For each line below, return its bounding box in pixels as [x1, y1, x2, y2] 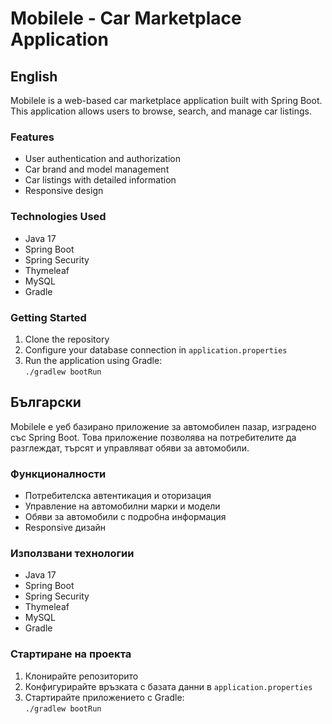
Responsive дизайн [24, 522, 107, 533]
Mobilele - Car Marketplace [10, 7, 242, 30]
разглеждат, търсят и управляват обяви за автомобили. [10, 442, 250, 454]
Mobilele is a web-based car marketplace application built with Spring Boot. [10, 95, 323, 106]
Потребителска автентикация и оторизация [24, 490, 212, 501]
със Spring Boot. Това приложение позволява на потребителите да [10, 431, 297, 443]
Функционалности [10, 467, 107, 481]
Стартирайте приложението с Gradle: [24, 691, 185, 703]
